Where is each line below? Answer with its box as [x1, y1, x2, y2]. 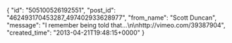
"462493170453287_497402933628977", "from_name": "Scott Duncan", [6, 13, 216, 22]
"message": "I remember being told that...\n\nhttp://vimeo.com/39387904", [6, 21, 226, 29]
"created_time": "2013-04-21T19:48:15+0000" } [6, 28, 145, 37]
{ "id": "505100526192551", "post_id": [6, 6, 116, 14]
